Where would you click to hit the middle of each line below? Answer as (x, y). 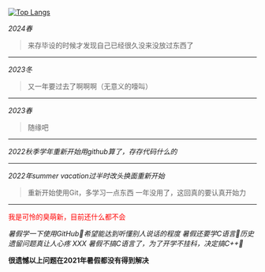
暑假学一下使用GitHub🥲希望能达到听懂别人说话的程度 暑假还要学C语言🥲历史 (131, 234)
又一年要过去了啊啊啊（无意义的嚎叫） (90, 86)
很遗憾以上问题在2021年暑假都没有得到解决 (79, 260)
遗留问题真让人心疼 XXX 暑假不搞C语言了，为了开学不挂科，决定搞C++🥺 (126, 244)
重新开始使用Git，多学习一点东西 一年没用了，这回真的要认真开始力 (137, 193)
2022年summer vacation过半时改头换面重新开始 (87, 176)
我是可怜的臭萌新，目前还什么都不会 (67, 217)
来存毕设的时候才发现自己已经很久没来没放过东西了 (110, 45)
